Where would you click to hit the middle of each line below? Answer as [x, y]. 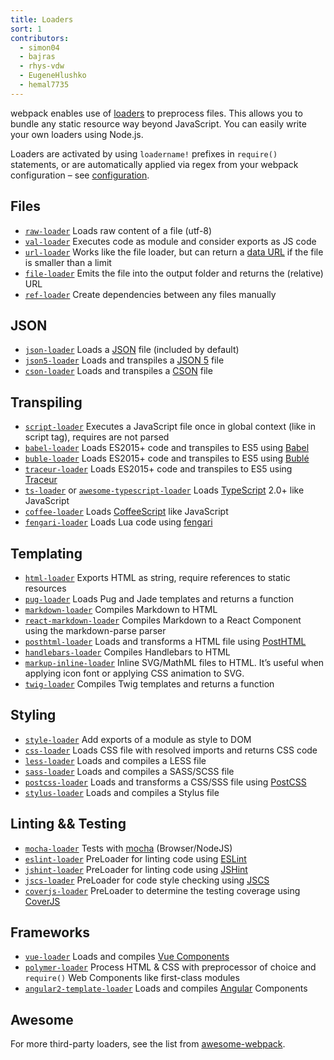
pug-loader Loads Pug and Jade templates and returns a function [159, 599]
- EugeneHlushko [53, 76]
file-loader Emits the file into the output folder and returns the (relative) [174, 273]
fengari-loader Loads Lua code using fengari [118, 522]
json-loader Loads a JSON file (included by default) [132, 350]
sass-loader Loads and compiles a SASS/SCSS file [129, 771]
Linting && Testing [68, 824]
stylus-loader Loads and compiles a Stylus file [122, 792]
